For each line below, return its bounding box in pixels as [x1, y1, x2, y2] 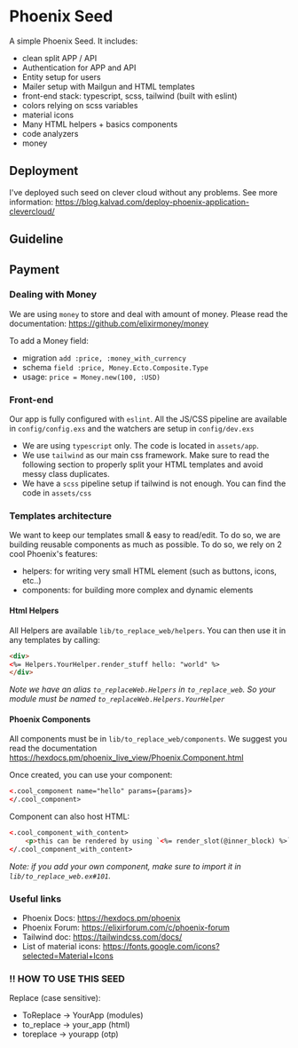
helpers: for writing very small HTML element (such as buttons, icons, [21, 566, 278, 576]
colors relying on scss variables [21, 99, 138, 110]
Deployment [9, 163, 79, 179]
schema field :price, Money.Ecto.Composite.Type [21, 361, 208, 372]
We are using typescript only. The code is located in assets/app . [21, 441, 260, 451]
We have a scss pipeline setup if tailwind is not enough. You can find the [21, 478, 286, 489]
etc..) [21, 576, 42, 586]
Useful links [9, 893, 62, 905]
